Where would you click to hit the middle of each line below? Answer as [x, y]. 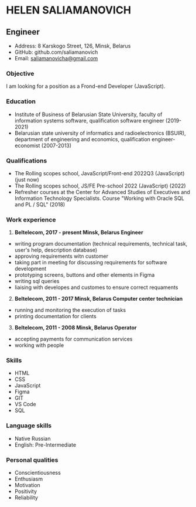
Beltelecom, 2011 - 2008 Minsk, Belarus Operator [75, 328]
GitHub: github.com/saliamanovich [56, 52]
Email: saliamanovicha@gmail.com [56, 58]
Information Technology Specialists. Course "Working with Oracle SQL [99, 198]
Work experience [31, 219]
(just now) [27, 179]
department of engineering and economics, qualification [82, 139]
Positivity [25, 491]
